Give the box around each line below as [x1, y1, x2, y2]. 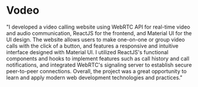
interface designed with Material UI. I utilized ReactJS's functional [6, 48, 169, 55]
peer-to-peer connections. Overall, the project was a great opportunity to [6, 67, 187, 74]
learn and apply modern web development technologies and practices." [6, 74, 182, 81]
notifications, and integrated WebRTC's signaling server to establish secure [6, 61, 193, 69]
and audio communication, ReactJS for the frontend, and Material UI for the [6, 29, 192, 36]
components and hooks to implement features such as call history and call [6, 55, 190, 62]
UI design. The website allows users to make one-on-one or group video [6, 36, 185, 43]
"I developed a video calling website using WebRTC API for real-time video [6, 23, 190, 30]
